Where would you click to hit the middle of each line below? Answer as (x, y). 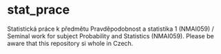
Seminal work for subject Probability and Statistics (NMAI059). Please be (111, 36)
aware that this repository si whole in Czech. (70, 43)
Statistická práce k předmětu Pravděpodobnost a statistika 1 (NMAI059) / (111, 29)
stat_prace (39, 10)
